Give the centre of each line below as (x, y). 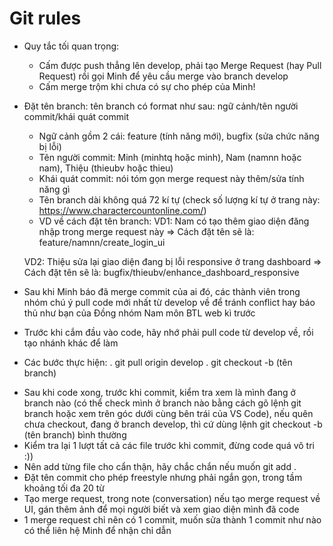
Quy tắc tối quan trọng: (71, 46)
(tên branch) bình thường (75, 434)
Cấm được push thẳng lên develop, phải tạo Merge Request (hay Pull (180, 65)
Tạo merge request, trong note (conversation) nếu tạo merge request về (172, 498)
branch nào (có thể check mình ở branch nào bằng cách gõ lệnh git (162, 403)
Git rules (45, 18)
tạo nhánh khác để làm (71, 343)
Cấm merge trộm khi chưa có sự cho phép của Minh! (147, 86)
